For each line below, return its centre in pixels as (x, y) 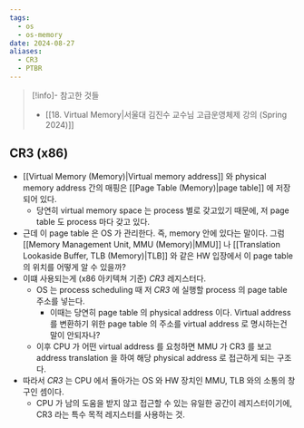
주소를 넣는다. (60, 301)
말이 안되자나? (75, 335)
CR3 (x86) (39, 154)
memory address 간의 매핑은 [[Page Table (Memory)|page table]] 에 (148, 188)
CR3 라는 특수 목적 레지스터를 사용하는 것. (111, 414)
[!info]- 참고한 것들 (65, 95)
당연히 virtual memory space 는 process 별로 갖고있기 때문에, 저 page (163, 210)
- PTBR (30, 69)
